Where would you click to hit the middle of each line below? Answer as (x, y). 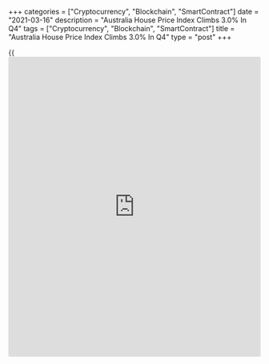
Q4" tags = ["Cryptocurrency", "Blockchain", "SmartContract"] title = (122, 28)
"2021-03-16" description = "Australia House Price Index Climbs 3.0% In (127, 20)
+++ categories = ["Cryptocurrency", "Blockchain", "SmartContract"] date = (134, 12)
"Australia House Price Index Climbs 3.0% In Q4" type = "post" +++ (120, 37)
